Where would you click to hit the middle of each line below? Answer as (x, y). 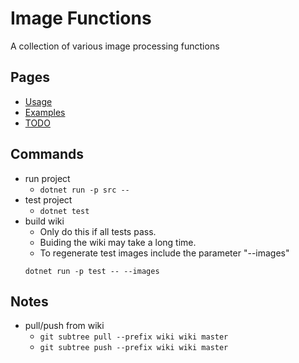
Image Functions (81, 18)
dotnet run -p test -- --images (92, 271)
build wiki (44, 221)
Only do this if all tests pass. (98, 231)
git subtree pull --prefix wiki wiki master (134, 337)
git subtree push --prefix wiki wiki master (134, 348)
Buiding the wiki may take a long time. (118, 242)
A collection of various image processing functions (115, 46)
